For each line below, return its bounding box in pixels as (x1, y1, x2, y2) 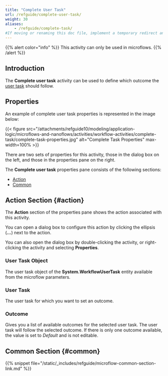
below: (5, 116, 19, 122)
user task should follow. (5, 83, 54, 89)
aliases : (5, 21, 23, 27)
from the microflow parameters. (5, 274, 71, 280)
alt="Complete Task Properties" (79, 136, 145, 142)
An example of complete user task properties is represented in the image (5, 111, 156, 117)
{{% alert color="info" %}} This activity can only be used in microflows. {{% (5, 45, 161, 50)
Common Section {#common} (5, 347, 100, 355)
